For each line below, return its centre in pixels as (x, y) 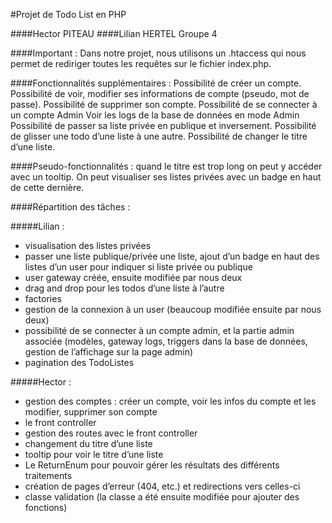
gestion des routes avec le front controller (111, 433)
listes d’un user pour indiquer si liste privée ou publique (138, 267)
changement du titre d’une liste (88, 443)
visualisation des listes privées (88, 245)
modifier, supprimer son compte (91, 412)
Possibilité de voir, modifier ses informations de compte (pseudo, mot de (160, 93)
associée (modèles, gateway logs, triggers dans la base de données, (166, 341)
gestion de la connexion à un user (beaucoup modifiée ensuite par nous (173, 309)
